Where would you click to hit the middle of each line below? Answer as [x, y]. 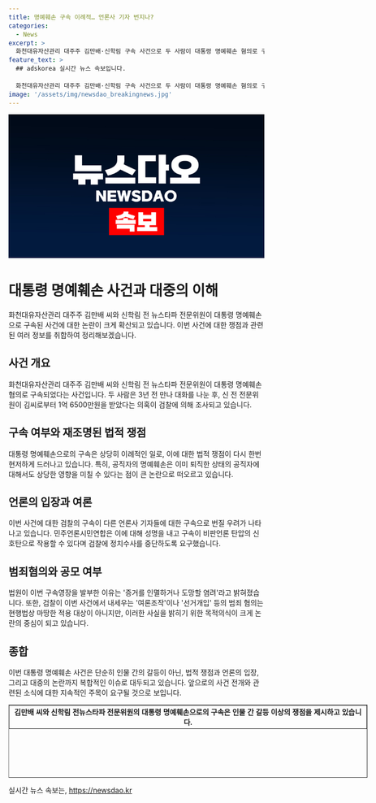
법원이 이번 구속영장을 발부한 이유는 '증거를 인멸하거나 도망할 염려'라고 [120, 592]
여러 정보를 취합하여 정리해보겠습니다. [76, 335]
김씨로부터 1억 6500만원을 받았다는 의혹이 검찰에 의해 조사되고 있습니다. [138, 404]
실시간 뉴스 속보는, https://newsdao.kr [70, 790]
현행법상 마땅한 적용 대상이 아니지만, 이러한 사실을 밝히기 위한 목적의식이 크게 [131, 613]
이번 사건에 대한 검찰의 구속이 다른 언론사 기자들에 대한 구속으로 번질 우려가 [127, 523]
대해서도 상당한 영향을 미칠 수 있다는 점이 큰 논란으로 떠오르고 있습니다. [121, 474]
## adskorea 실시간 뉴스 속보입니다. [71, 69]
